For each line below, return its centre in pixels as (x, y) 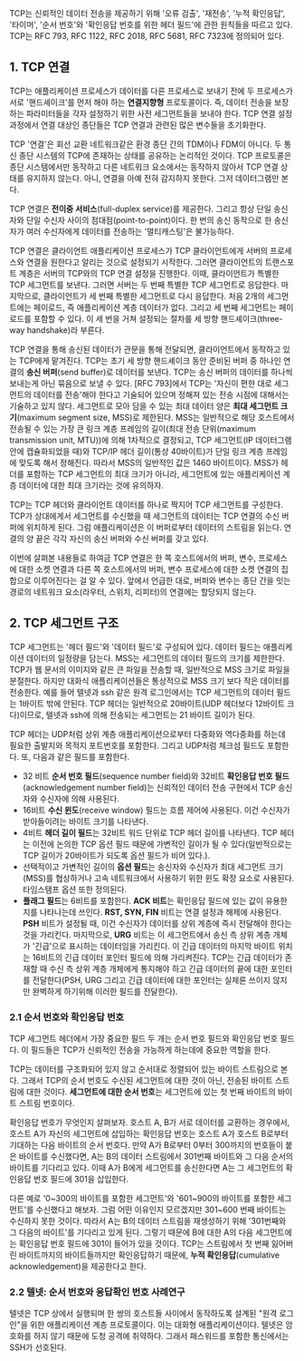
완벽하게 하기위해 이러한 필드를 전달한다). (105, 991)
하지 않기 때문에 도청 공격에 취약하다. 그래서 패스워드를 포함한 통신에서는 (161, 1337)
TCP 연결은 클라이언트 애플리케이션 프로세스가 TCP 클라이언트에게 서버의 (139, 250)
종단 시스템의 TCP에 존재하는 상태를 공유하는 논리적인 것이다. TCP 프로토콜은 (155, 155)
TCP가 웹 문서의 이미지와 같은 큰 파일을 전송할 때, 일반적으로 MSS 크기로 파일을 (150, 669)
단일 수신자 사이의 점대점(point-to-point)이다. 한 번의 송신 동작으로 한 (149, 219)
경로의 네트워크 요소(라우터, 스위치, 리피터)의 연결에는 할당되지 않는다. (133, 591)
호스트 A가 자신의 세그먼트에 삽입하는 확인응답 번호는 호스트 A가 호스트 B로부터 (149, 1133)
